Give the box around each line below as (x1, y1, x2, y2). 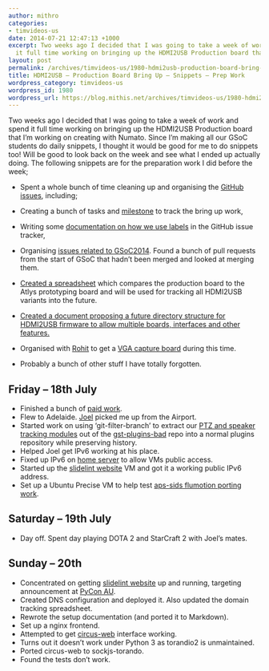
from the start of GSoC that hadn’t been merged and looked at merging (19, 254, 255, 265)
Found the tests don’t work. (19, 654, 110, 664)
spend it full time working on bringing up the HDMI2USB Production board (8, 124, 253, 134)
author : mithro (8, 11, 59, 20)
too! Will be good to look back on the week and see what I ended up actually (8, 150, 261, 160)
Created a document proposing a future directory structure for (19, 311, 226, 321)
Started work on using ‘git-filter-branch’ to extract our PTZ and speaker (19, 421, 256, 430)
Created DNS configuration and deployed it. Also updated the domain (19, 595, 250, 604)
